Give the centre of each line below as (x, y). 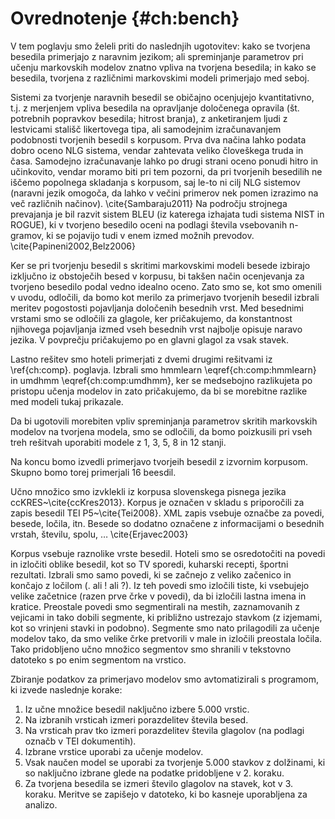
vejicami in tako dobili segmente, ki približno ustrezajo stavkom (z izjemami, (166, 617)
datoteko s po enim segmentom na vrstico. (98, 659)
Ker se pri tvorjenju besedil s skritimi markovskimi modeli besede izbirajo (160, 265)
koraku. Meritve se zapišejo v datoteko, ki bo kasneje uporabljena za (166, 794)
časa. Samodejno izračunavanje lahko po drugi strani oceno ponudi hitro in (164, 161)
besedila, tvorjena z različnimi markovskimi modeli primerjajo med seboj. (160, 78)
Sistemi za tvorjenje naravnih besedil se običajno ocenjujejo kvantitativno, (162, 97)
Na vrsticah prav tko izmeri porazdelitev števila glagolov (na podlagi (164, 730)
